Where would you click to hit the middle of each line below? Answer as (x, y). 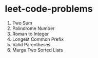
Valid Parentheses (31, 44)
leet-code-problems (49, 9)
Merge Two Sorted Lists (37, 50)
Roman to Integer (31, 34)
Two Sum (22, 23)
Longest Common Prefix (38, 39)
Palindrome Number (33, 28)
